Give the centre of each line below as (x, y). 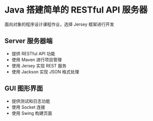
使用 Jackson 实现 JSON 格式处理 (45, 72)
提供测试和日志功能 (31, 101)
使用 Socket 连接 (28, 107)
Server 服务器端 (29, 41)
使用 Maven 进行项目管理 (37, 60)
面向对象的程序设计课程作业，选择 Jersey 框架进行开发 (59, 24)
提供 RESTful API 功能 (33, 53)
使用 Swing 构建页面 (32, 113)
